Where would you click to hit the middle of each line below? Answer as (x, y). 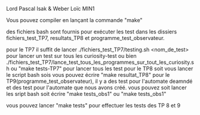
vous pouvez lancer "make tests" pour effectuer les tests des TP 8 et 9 (93, 105)
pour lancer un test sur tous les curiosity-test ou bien (71, 56)
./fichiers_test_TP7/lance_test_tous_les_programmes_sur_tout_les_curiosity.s (100, 62)
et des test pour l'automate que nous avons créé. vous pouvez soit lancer (96, 88)
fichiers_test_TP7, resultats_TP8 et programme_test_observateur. (86, 38)
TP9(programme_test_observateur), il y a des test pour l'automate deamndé (99, 81)
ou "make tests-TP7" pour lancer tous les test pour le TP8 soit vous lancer (102, 69)
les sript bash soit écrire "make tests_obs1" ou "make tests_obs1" (86, 94)
